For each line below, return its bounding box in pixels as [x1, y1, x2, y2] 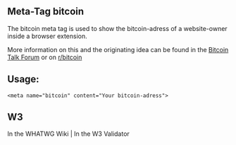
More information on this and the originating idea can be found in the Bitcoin [7, 45, 229, 53]
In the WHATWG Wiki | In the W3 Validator [7, 130, 130, 138]
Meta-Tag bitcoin [7, 6, 85, 18]
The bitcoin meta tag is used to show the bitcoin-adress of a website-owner [7, 24, 228, 32]
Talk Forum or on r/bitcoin [7, 53, 82, 61]
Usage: [7, 73, 40, 85]
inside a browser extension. [7, 32, 88, 40]
